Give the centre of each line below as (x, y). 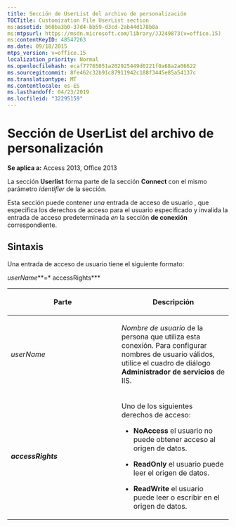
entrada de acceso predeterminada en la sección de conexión (98, 217)
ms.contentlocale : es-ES (44, 86)
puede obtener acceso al (174, 439)
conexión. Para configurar (164, 345)
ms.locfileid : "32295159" (45, 99)
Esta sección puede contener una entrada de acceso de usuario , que (108, 202)
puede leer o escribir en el (176, 497)
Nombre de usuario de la (163, 327)
